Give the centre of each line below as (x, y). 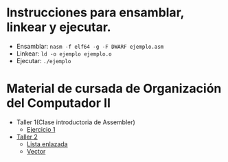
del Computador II (59, 103)
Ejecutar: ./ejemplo (44, 60)
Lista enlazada (47, 144)
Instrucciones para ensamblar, (95, 13)
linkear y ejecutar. (59, 27)
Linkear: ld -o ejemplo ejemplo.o (64, 54)
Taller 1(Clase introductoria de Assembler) (76, 122)
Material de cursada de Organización (114, 89)
